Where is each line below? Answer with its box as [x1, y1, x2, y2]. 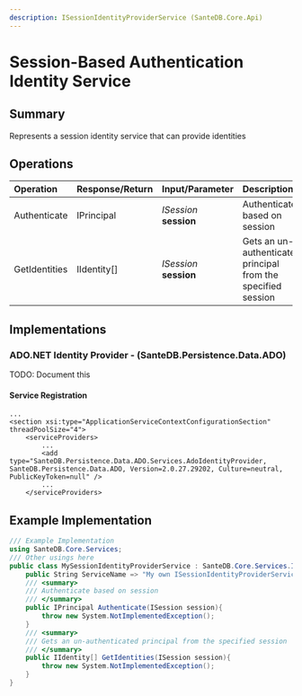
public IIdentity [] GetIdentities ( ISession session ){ [25, 653, 231, 663]
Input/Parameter [161, 183, 234, 196]
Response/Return [75, 183, 154, 196]
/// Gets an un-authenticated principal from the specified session [25, 637, 288, 646]
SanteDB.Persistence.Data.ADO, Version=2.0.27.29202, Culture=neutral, [9, 464, 283, 474]
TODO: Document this [9, 369, 91, 380]
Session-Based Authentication [9, 51, 244, 72]
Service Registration [9, 390, 88, 401]
